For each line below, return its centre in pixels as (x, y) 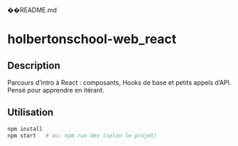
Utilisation (31, 113)
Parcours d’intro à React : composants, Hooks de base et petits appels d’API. (119, 83)
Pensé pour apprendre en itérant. (56, 90)
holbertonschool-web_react (92, 40)
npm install (25, 129)
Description (34, 65)
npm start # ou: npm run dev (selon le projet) (82, 135)
